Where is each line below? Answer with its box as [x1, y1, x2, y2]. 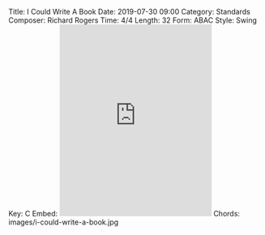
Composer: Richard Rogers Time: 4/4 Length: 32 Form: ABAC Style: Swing [8, 15, 258, 25]
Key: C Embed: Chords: [8, 209, 241, 218]
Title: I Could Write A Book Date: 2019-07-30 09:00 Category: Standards [8, 7, 251, 16]
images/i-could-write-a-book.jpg [8, 217, 119, 227]
